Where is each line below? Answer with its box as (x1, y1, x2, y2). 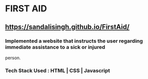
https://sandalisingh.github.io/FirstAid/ (5, 23, 130, 31)
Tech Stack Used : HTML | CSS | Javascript (5, 67, 110, 74)
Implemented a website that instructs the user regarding (5, 38, 143, 44)
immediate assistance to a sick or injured (5, 43, 105, 50)
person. (5, 55, 21, 61)
